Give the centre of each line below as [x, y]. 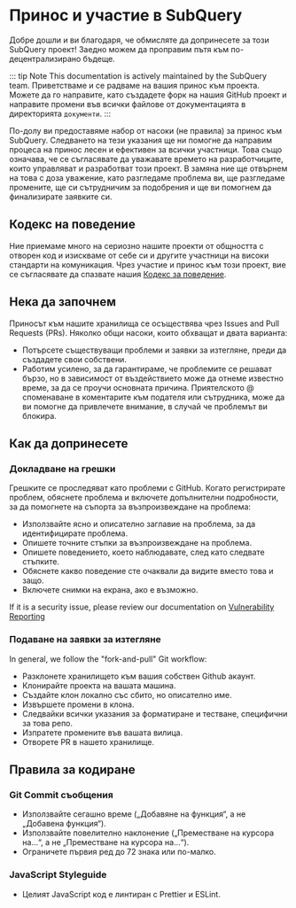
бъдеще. [99, 58]
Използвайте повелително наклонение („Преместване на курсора [148, 833]
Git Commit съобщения [61, 795]
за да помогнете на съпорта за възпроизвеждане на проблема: [130, 507]
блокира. [39, 415]
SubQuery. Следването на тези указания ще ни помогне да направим [141, 140]
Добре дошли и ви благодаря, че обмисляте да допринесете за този [139, 40]
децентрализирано [45, 58]
